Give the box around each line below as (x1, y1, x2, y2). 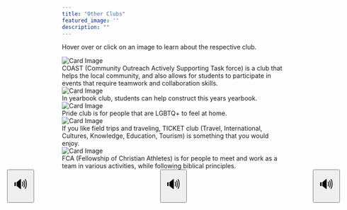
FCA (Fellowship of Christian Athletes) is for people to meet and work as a (62, 154, 278, 163)
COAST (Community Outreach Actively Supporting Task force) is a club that (62, 64, 283, 73)
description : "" (62, 23, 110, 30)
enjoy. (62, 139, 80, 148)
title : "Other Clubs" (62, 10, 126, 18)
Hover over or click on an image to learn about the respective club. (62, 43, 257, 52)
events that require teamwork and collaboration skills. (62, 79, 219, 88)
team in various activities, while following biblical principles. (62, 162, 237, 170)
